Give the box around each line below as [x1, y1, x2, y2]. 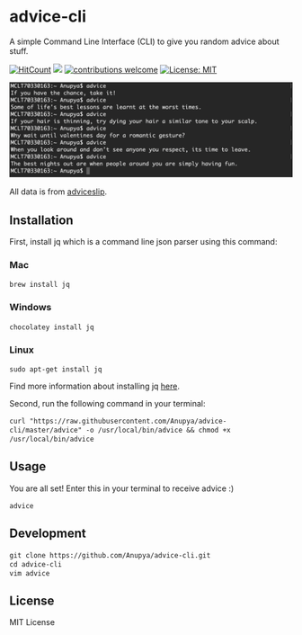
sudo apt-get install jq [9, 364, 102, 374]
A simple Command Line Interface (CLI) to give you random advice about [9, 36, 280, 47]
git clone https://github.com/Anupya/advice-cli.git [9, 550, 211, 559]
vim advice [9, 568, 50, 577]
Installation [9, 212, 74, 228]
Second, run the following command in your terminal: [9, 398, 206, 408]
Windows [9, 301, 52, 314]
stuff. [9, 45, 29, 56]
